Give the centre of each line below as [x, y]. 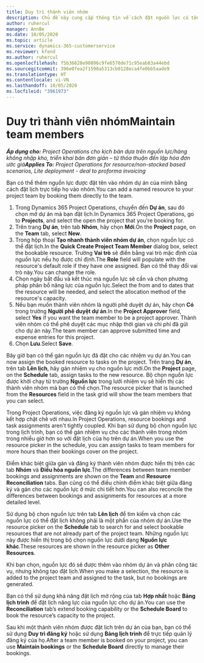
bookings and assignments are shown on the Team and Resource [89, 476]
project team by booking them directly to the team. [70, 195]
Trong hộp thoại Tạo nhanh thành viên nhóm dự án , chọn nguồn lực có [104, 240]
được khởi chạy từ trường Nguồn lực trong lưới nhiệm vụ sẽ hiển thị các [96, 381]
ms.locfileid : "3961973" [38, 91]
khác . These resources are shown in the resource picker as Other [88, 546]
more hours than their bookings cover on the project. [72, 451]
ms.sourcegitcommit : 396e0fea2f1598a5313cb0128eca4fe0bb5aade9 [88, 69]
